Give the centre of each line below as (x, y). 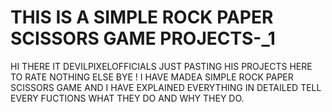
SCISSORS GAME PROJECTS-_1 (143, 38)
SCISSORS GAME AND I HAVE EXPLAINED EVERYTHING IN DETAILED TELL (166, 87)
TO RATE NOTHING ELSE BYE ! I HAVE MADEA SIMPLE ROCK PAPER (152, 77)
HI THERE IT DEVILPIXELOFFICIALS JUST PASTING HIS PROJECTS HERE (161, 66)
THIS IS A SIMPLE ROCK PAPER (142, 17)
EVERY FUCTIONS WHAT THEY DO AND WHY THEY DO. (127, 98)
